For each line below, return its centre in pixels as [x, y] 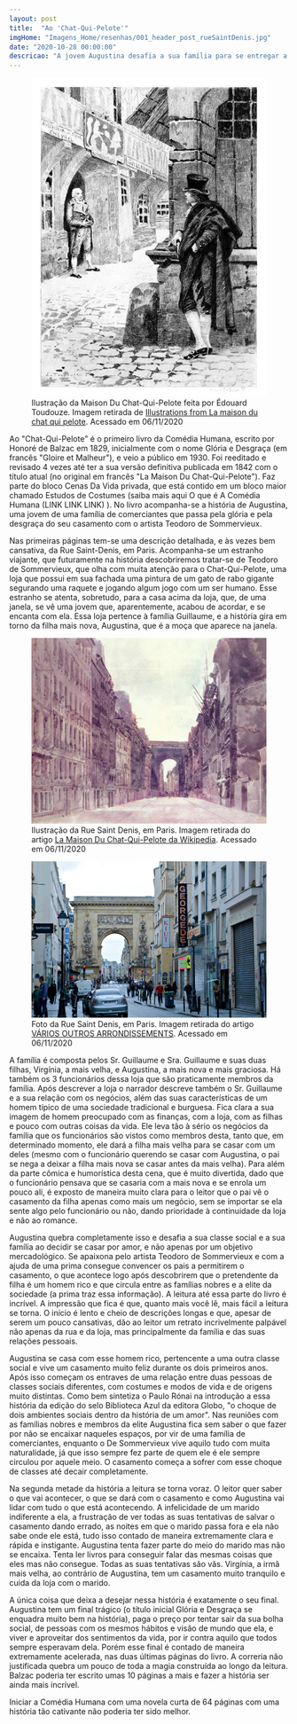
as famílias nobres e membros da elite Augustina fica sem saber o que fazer [148, 1424]
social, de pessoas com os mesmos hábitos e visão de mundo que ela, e [141, 1628]
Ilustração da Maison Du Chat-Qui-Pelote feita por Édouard [139, 403]
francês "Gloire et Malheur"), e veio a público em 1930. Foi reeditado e [138, 458]
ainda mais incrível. [44, 1685]
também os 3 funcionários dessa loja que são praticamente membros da [141, 1079]
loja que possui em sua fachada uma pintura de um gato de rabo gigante [142, 579]
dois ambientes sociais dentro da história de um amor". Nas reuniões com [144, 1415]
